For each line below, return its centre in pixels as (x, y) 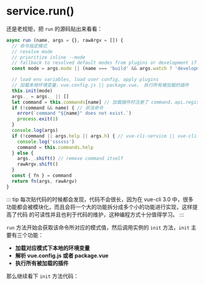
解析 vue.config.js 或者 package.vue (62, 255)
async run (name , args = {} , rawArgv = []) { (65, 40)
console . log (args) (35, 131)
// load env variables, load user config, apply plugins (85, 80)
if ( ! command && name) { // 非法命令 (58, 108)
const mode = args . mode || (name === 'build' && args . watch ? (92, 69)
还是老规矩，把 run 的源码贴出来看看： (55, 29)
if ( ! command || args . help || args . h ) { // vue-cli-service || (93, 136)
